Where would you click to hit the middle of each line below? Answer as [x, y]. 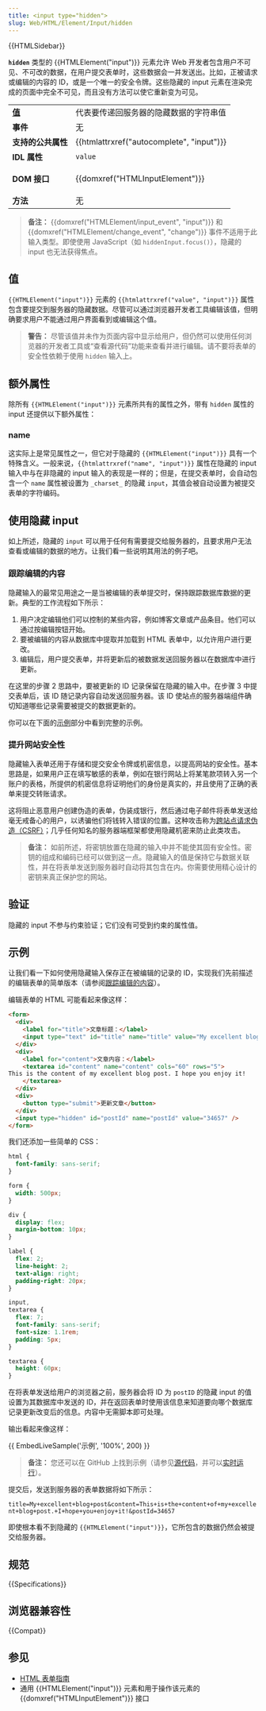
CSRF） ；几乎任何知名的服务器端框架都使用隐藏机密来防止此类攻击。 [133, 830]
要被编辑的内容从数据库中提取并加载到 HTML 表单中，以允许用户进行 [132, 639]
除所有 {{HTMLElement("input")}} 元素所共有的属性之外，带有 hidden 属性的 [131, 404]
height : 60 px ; [38, 1369]
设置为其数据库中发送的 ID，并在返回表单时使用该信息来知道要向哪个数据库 [131, 1402]
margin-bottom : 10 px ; [51, 1230]
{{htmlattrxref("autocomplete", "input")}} [151, 141]
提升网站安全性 [37, 745]
